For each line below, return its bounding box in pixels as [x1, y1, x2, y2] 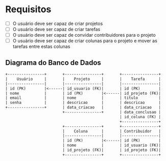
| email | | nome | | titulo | [5, 95, 161, 100]
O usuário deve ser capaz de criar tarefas [12, 26, 101, 32]
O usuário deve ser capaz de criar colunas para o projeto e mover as [12, 38, 157, 44]
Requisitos [5, 4, 52, 15]
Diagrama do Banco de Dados [5, 58, 101, 67]
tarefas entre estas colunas [12, 43, 70, 49]
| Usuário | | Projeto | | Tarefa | [5, 76, 161, 82]
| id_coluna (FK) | [119, 114, 161, 119]
